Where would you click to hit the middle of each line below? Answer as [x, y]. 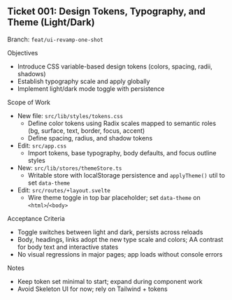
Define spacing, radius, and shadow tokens [90, 138]
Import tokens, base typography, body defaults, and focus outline [122, 152]
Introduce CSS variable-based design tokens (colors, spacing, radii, [115, 66]
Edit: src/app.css [42, 145]
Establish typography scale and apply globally [84, 81]
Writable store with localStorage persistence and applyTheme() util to [126, 175]
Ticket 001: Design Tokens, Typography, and [107, 12]
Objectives [23, 52]
